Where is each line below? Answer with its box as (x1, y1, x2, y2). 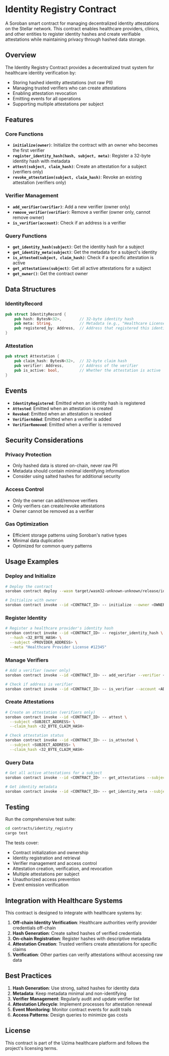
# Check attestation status (5, 733, 64, 738)
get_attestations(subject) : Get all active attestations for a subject (12, 265, 151, 271)
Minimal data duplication (12, 537, 64, 543)
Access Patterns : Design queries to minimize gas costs (12, 1012, 128, 1018)
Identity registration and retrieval (12, 855, 80, 861)
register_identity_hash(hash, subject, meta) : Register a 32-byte (12, 153, 151, 159)
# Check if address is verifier (5, 682, 73, 687)
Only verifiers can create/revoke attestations (12, 503, 105, 509)
